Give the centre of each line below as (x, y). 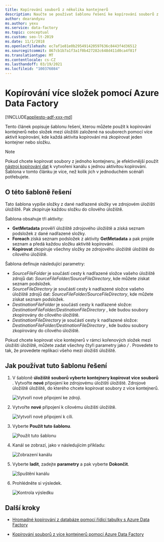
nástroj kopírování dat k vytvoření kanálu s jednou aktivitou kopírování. (76, 166)
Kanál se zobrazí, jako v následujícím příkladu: (59, 445)
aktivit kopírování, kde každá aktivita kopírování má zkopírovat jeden (74, 137)
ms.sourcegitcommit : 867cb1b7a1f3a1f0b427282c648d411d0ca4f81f (71, 50)
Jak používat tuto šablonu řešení (56, 366)
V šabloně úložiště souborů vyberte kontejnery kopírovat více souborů (85, 377)
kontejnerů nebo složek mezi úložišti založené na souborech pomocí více (79, 132)
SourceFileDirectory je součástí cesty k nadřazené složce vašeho (78, 289)
